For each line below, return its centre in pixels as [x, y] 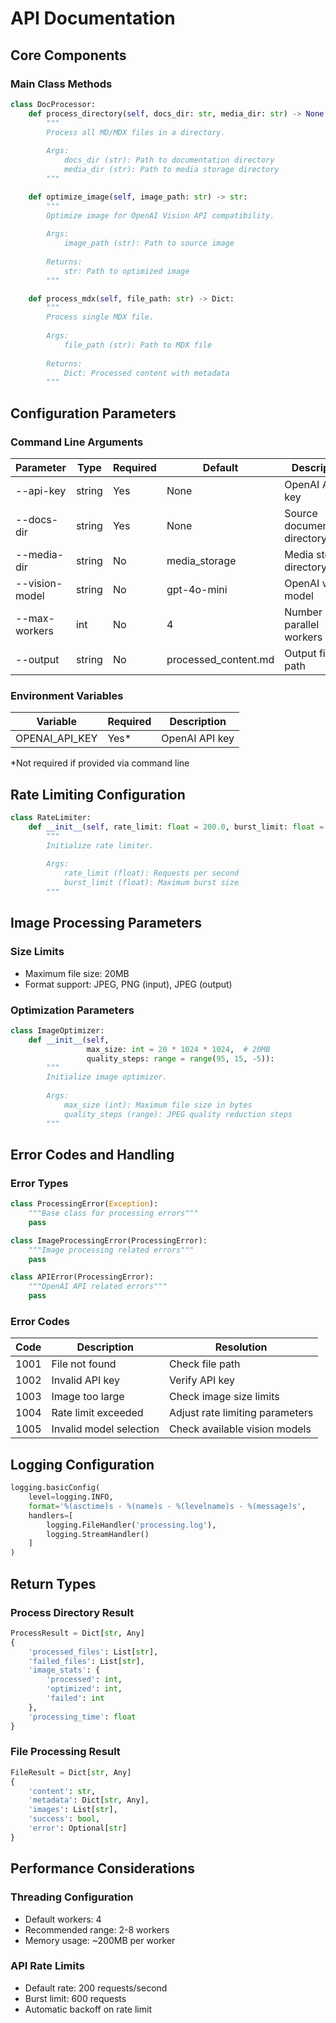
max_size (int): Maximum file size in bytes [158, 1105]
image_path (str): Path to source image [149, 243]
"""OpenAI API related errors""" [98, 1287]
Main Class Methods [61, 84]
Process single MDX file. [100, 317]
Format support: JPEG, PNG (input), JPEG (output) [128, 984]
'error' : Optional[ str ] [78, 1828]
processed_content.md [220, 659]
